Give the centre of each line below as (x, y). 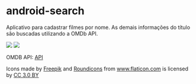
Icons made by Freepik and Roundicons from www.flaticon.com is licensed (97, 69)
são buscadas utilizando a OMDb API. (52, 33)
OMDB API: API (25, 57)
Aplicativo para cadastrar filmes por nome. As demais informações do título (98, 27)
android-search (45, 11)
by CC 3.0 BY (23, 75)
